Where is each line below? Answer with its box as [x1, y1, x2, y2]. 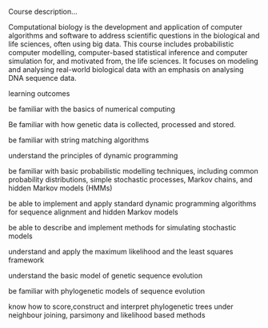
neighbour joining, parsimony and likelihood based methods [8, 310, 206, 319]
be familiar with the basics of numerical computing [8, 104, 176, 114]
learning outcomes [8, 89, 70, 98]
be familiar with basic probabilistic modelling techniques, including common [8, 166, 258, 175]
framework [8, 255, 45, 265]
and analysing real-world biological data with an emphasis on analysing [8, 65, 244, 74]
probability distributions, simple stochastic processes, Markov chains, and [8, 175, 253, 184]
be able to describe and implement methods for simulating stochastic [8, 223, 237, 232]
